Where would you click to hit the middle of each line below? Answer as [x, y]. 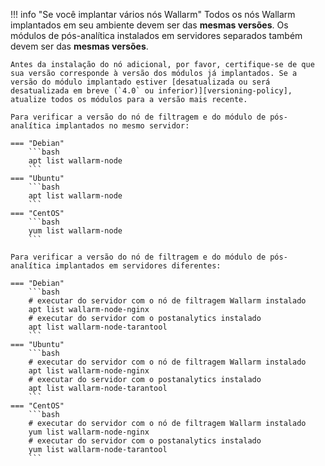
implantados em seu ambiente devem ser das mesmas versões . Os [149, 25]
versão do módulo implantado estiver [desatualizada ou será [140, 82]
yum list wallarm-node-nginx [89, 432]
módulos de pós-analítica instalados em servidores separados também [156, 35]
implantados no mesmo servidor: [122, 126]
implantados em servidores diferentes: [138, 266]
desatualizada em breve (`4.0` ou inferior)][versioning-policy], [151, 91]
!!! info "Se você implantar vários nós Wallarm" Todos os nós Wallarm [153, 14]
